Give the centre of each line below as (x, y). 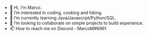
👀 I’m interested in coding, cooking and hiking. (56, 13)
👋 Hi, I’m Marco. (26, 8)
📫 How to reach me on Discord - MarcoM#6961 (58, 28)
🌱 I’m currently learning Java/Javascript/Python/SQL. (63, 18)
